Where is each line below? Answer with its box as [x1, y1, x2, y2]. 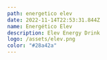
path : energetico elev [7, 10, 72, 17]
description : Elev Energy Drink [7, 29, 100, 37]
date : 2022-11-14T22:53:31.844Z [7, 17, 100, 23]
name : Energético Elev [7, 23, 72, 30]
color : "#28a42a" [7, 42, 57, 49]
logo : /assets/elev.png [7, 36, 76, 43]
